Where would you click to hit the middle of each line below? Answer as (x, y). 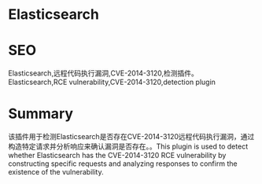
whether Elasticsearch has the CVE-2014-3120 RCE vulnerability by (117, 156)
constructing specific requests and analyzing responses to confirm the (123, 164)
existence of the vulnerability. (56, 172)
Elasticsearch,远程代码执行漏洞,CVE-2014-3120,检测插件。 (103, 73)
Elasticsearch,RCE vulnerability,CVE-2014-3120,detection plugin (112, 82)
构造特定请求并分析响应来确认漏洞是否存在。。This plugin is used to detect (128, 146)
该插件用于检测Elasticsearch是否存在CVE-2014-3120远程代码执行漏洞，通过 (131, 137)
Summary (41, 114)
